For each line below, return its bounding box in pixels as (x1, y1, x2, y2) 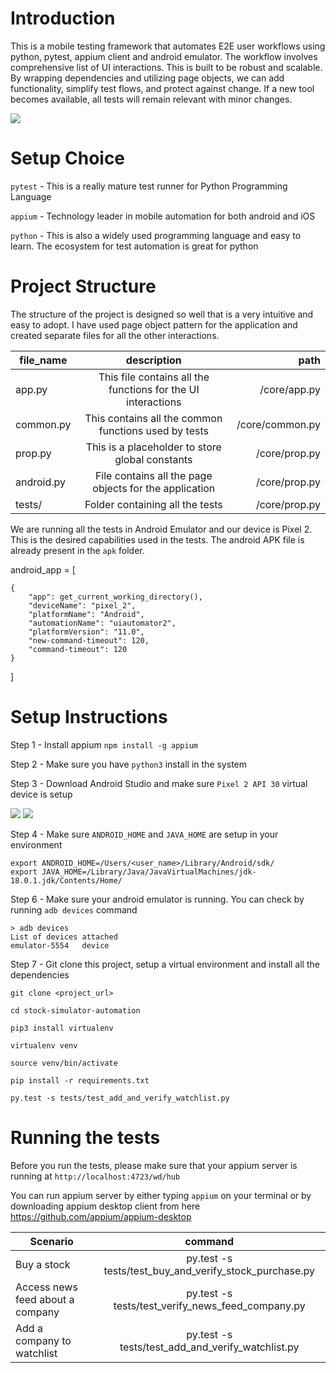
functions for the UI (108, 382, 200, 396)
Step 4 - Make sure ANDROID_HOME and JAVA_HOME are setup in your (10, 828, 279, 840)
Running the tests (10, 1126, 161, 1149)
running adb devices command (10, 903, 138, 916)
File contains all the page (94, 468, 213, 482)
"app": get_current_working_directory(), (28, 592, 203, 602)
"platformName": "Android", (28, 609, 145, 619)
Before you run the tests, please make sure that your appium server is (10, 1159, 298, 1171)
